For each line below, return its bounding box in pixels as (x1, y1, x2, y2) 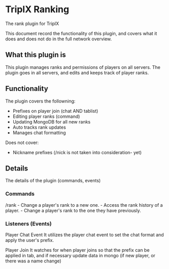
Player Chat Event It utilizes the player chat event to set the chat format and (5, 231, 164, 238)
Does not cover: (5, 139, 39, 145)
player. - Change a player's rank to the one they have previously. (5, 207, 141, 213)
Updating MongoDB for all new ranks (12, 118, 91, 125)
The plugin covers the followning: (5, 98, 76, 104)
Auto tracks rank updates (12, 124, 66, 130)
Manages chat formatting (12, 129, 66, 136)
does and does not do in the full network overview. (5, 36, 112, 42)
